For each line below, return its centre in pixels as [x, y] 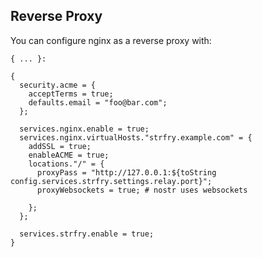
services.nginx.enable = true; [84, 129]
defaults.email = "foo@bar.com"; [98, 102]
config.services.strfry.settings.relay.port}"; [111, 181]
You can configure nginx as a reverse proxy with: [111, 40]
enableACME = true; [69, 155]
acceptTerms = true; [71, 94]
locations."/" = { [66, 164]
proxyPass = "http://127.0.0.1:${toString [126, 172]
